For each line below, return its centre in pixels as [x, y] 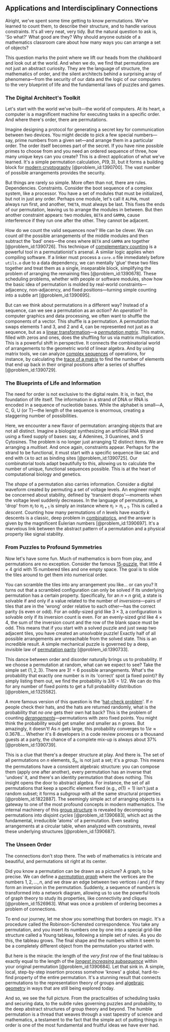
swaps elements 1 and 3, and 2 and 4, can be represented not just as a [79, 327]
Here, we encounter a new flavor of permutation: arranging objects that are [84, 426]
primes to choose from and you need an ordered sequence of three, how [81, 151]
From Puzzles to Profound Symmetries [54, 548]
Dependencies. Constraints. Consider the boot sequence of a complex [79, 188]
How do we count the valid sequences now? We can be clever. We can [79, 231]
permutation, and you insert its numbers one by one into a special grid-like [83, 929]
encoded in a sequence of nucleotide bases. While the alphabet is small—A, [85, 405]
